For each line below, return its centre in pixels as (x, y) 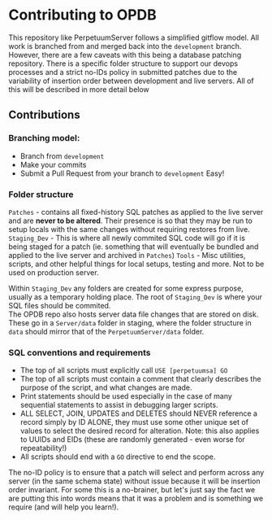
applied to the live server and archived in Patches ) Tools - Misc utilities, (127, 255)
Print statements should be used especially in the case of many (126, 396)
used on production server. (54, 272)
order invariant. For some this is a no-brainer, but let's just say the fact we (132, 490)
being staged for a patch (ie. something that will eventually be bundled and (134, 247)
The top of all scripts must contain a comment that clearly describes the (140, 379)
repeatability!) (43, 448)
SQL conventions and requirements (80, 352)
